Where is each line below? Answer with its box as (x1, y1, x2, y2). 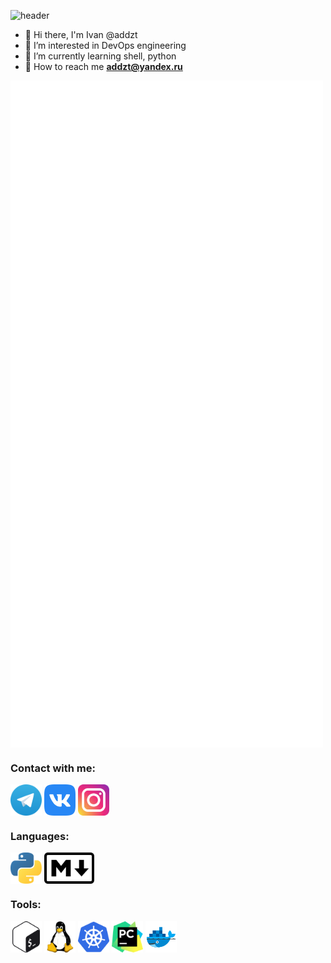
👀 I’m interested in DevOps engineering (24, 40, 187, 51)
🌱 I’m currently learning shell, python (24, 50, 177, 62)
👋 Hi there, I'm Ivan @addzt (24, 29, 138, 40)
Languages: (10, 829, 70, 843)
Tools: (10, 898, 42, 912)
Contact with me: (10, 761, 96, 775)
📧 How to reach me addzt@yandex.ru (24, 61, 183, 72)
